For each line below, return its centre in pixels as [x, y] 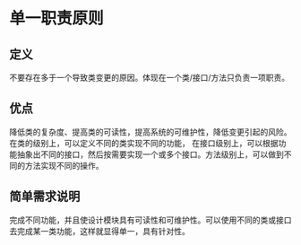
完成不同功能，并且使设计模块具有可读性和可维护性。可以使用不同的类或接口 [150, 220]
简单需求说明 [45, 197]
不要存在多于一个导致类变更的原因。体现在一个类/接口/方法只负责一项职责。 [150, 78]
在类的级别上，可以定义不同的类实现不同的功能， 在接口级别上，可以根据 [144, 143]
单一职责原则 [57, 18]
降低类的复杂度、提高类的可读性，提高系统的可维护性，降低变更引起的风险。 [150, 132]
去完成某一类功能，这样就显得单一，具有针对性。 [99, 231]
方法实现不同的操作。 [64, 165]
